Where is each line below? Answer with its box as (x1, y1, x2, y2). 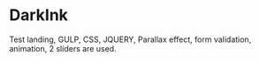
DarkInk (9, 5, 69, 25)
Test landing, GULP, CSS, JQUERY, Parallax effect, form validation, (9, 34, 252, 45)
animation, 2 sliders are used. (9, 43, 117, 53)
